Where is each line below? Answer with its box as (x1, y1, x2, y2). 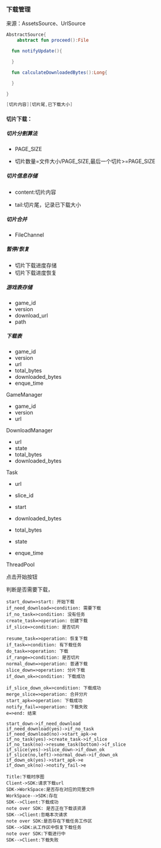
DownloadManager (6, 426, 53, 434)
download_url (14, 312, 49, 319)
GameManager (6, 391, 43, 398)
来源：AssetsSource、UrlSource (6, 20, 86, 27)
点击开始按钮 (6, 573, 37, 580)
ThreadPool (6, 561, 35, 568)
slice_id (14, 492, 34, 499)
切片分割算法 (6, 130, 37, 137)
